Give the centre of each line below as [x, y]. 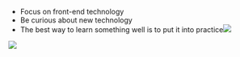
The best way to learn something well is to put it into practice [122, 30]
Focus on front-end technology [72, 12]
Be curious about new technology [76, 20]
